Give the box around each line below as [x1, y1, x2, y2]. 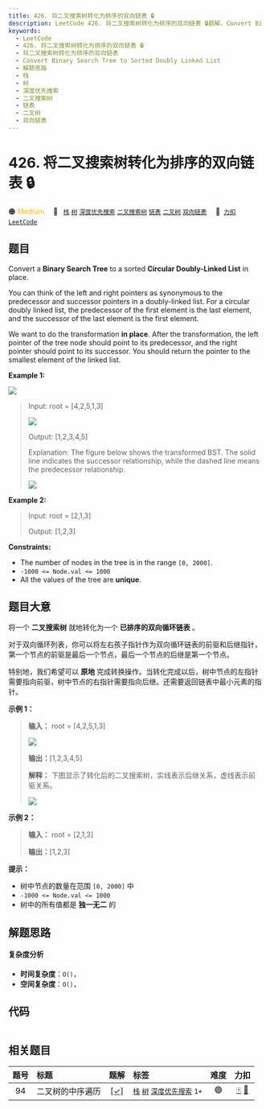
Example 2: [8, 495, 47, 505]
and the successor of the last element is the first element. [8, 313, 199, 323]
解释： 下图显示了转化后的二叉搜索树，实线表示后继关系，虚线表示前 [27, 770, 256, 781]
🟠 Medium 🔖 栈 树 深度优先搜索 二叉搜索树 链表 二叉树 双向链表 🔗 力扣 [8, 206, 236, 216]
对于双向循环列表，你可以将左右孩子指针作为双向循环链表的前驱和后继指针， [8, 640, 262, 649]
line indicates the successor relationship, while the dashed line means [27, 456, 260, 465]
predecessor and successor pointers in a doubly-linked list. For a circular [8, 296, 251, 306]
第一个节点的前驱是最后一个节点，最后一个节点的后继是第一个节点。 [8, 649, 234, 660]
